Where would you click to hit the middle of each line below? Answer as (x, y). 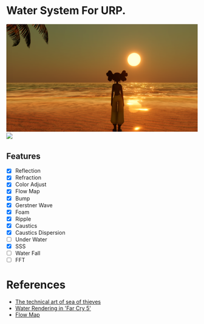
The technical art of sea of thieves (58, 302)
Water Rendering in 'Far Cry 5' (53, 308)
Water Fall (28, 253)
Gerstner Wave (34, 205)
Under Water (31, 239)
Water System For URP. (66, 11)
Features (23, 156)
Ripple (23, 219)
